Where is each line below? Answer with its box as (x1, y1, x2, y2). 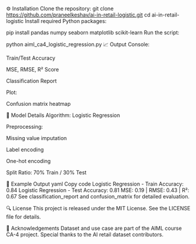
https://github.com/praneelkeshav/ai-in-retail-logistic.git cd (6, 11, 151, 18)
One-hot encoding (6, 158, 51, 164)
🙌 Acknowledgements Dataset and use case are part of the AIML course (6, 225, 182, 232)
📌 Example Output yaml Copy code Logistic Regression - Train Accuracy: (6, 180, 184, 187)
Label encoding (6, 146, 44, 153)
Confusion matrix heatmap (6, 100, 71, 107)
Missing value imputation (6, 135, 67, 141)
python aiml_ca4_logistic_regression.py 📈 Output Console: (6, 41, 150, 48)
